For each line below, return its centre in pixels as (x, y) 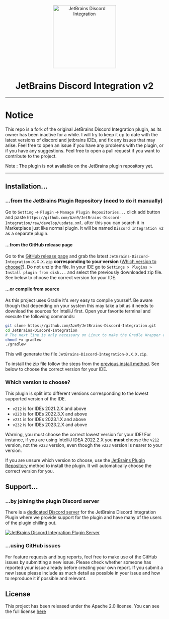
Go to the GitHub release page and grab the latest (57, 256)
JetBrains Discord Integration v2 (84, 86)
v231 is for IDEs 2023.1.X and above (49, 419)
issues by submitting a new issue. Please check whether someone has (78, 562)
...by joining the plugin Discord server (52, 501)
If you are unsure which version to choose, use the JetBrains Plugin (75, 460)
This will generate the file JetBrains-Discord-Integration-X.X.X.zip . (76, 354)
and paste (16, 217)
